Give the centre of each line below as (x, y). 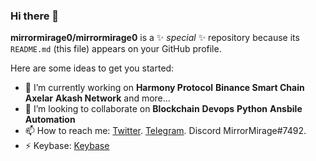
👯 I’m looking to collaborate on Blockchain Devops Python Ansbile (163, 109)
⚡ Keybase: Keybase (67, 146)
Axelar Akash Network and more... (97, 98)
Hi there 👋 (35, 16)
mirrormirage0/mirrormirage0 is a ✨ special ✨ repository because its (155, 38)
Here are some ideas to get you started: (92, 68)
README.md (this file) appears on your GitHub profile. (116, 49)
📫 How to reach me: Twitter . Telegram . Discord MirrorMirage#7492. (165, 131)
